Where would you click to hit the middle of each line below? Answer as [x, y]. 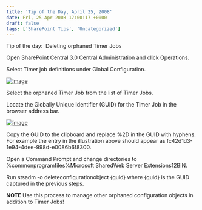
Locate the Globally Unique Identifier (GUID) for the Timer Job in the [92, 105]
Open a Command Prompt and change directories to [72, 159]
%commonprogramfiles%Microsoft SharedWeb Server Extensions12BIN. [97, 166]
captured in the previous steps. [45, 184]
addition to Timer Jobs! [35, 202]
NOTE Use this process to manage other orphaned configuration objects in [100, 195]
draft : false [23, 23]
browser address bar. [33, 111]
